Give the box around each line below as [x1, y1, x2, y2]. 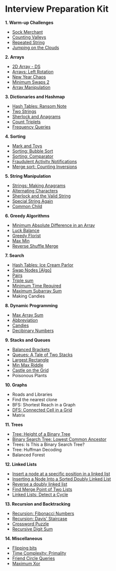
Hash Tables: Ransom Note [12, 103, 67, 109]
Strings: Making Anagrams [12, 182, 66, 189]
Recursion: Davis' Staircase [12, 515, 67, 521]
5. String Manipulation [5, 173, 51, 179]
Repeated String [12, 39, 45, 45]
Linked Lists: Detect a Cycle [12, 491, 68, 497]
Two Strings [12, 108, 37, 114]
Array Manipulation [12, 84, 51, 90]
